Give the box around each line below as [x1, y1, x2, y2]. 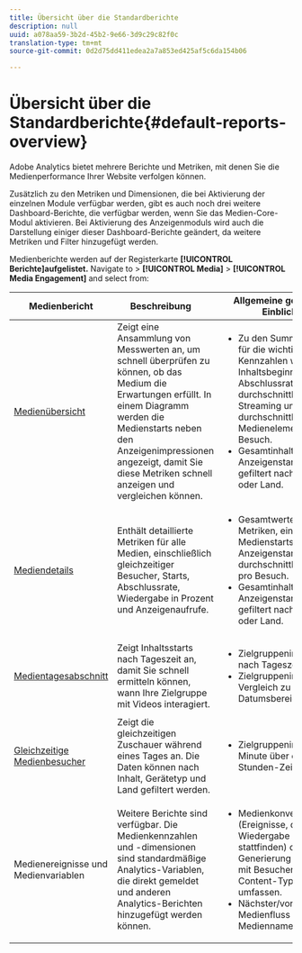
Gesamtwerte [237, 513, 296, 526]
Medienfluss [237, 909, 290, 921]
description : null [9, 22, 78, 31]
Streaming [237, 400, 282, 413]
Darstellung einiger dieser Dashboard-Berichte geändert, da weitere [9, 227, 262, 238]
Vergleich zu [237, 681, 291, 694]
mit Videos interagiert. [116, 698, 211, 711]
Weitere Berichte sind [116, 807, 209, 820]
